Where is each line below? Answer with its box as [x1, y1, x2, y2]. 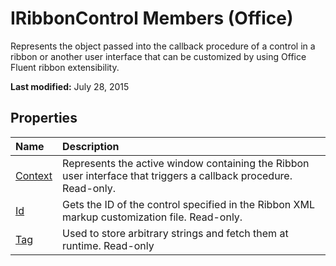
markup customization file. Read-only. [62, 210, 243, 224]
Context [15, 168, 53, 182]
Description [62, 139, 120, 153]
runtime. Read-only [62, 238, 155, 252]
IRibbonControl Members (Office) [10, 7, 294, 30]
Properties [10, 110, 78, 127]
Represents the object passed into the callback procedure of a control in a [10, 40, 316, 52]
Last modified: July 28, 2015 [10, 80, 130, 92]
